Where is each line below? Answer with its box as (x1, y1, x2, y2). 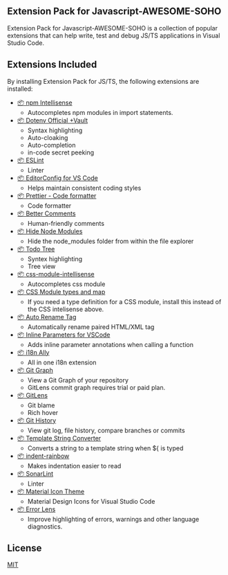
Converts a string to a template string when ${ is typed (27, 443, 184, 452)
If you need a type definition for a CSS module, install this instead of (27, 297, 222, 306)
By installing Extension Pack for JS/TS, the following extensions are (7, 77, 200, 85)
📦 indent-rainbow (17, 452, 70, 460)
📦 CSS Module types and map (17, 287, 106, 296)
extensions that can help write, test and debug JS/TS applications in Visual (7, 31, 220, 39)
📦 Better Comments (17, 209, 76, 218)
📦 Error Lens (17, 505, 56, 513)
